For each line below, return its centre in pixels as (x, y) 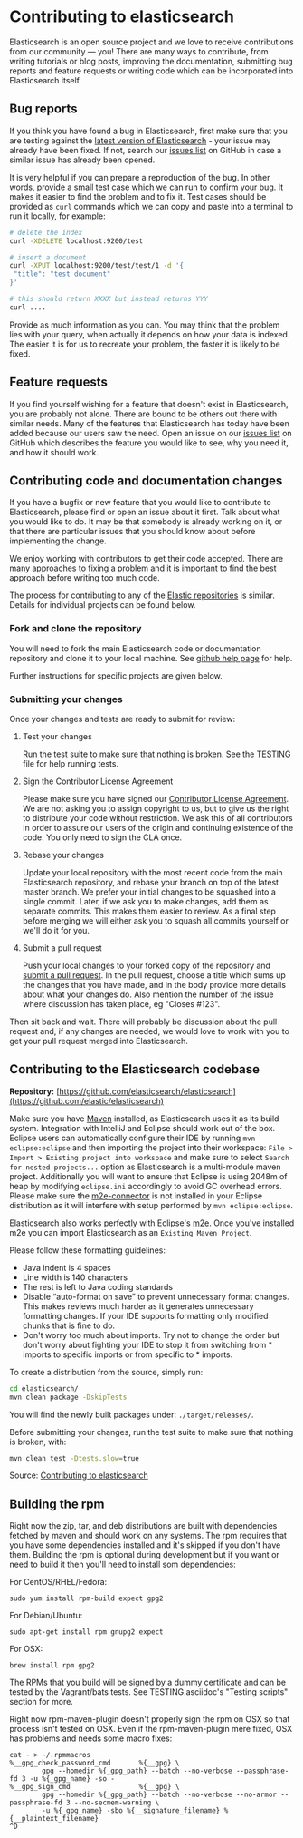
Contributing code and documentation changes (146, 480)
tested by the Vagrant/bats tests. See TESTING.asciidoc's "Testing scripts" (149, 1692)
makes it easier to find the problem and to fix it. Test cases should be (138, 196)
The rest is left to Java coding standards (98, 1286)
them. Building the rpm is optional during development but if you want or (145, 1555)
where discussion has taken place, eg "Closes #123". (121, 1003)
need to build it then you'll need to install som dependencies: (123, 1564)
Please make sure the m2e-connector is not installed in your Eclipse (136, 1196)
